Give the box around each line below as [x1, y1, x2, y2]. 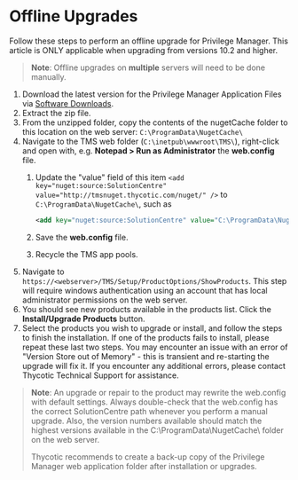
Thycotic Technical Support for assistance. [21, 370, 179, 381]
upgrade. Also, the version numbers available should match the [30, 415, 263, 426]
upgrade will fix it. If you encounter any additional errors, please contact [21, 360, 286, 371]
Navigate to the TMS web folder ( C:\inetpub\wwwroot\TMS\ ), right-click [21, 136, 279, 146]
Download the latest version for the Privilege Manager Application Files [21, 89, 282, 99]
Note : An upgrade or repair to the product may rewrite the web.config [30, 387, 286, 397]
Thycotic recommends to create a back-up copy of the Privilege [30, 451, 265, 462]
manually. [30, 71, 67, 82]
